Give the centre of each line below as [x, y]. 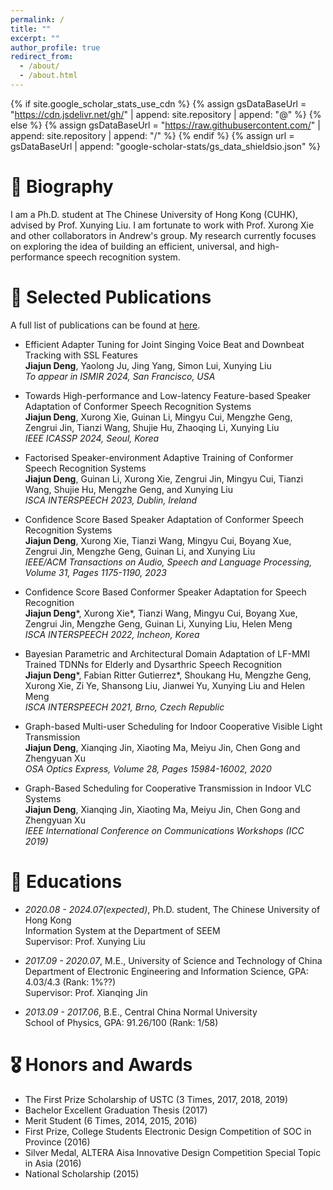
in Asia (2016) [53, 1163]
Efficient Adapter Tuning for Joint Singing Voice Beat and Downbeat [164, 344]
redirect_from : [42, 57]
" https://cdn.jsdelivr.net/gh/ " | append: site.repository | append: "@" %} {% [166, 114]
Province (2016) [57, 1142]
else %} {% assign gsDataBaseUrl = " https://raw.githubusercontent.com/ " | [165, 125]
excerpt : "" [35, 38]
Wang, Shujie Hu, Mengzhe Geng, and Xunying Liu [129, 489]
